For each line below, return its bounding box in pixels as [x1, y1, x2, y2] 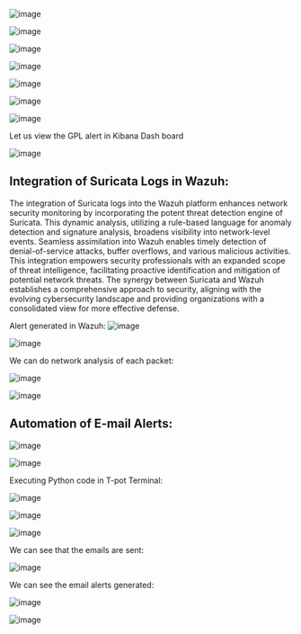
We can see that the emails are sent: [9, 544, 145, 555]
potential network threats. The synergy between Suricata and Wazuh [9, 274, 264, 285]
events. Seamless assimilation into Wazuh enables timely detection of [9, 236, 267, 246]
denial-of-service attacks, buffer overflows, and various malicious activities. [9, 246, 291, 256]
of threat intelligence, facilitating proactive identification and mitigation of [9, 264, 280, 275]
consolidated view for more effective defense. [9, 302, 180, 314]
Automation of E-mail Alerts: [9, 416, 173, 432]
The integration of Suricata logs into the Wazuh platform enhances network [9, 198, 288, 209]
